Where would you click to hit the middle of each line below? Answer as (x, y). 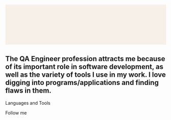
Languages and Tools (28, 103)
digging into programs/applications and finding (82, 83)
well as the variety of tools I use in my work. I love (86, 75)
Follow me (16, 113)
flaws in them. (29, 91)
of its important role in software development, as (84, 67)
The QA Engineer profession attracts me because (85, 59)
